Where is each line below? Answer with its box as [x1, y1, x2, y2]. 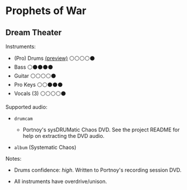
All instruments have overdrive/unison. [13, 178, 107, 185]
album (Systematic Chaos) [13, 144, 77, 151]
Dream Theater [5, 28, 62, 38]
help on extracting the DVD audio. [22, 133, 105, 139]
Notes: [5, 155, 22, 162]
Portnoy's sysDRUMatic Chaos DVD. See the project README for [22, 126, 180, 133]
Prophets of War [5, 4, 87, 18]
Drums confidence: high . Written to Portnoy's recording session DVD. [13, 167, 182, 174]
